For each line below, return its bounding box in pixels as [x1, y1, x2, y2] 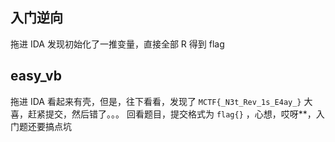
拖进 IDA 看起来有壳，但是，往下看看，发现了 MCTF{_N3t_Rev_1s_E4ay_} [10, 95, 302, 107]
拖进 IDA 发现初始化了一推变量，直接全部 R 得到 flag [10, 38, 225, 50]
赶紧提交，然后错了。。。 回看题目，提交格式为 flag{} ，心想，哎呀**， [27, 108, 317, 120]
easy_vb [10, 68, 62, 85]
